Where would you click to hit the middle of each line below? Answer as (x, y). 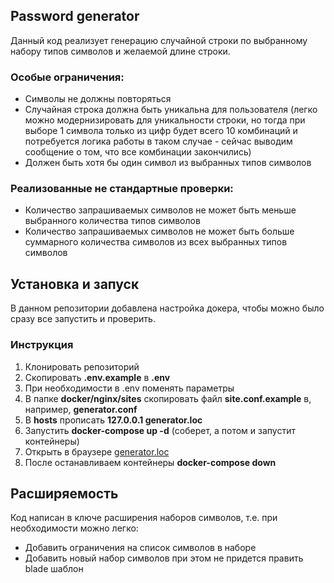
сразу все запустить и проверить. (83, 319)
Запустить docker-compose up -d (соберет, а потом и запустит (160, 430)
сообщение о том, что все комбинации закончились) (138, 152)
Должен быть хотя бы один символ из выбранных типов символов (168, 163)
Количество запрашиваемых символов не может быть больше (159, 231)
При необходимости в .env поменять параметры (129, 388)
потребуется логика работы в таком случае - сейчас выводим (158, 141)
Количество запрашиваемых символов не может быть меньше (160, 210)
